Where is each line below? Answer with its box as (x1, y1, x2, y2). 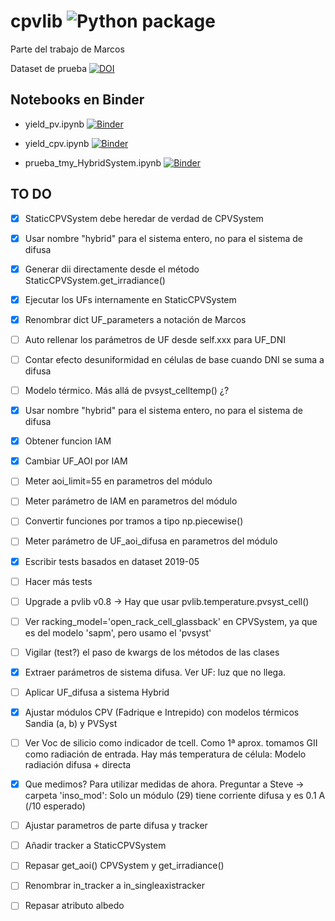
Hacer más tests (24, 575, 93, 587)
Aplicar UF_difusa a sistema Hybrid (24, 686, 170, 698)
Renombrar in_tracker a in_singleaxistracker (24, 880, 206, 892)
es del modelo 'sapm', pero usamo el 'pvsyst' (24, 626, 212, 639)
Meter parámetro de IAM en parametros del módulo (24, 495, 238, 507)
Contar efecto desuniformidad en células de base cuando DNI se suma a (24, 353, 325, 365)
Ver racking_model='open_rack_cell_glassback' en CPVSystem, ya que (24, 615, 318, 627)
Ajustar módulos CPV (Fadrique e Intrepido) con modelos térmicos (24, 706, 300, 718)
